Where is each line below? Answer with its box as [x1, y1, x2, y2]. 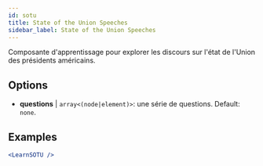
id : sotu [8, 11, 37, 20]
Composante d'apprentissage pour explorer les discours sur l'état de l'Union [8, 48, 256, 57]
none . [19, 107, 37, 117]
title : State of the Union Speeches [8, 19, 128, 27]
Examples [8, 130, 57, 143]
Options [8, 78, 49, 92]
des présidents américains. [8, 56, 96, 65]
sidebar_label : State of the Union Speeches [8, 26, 156, 34]
